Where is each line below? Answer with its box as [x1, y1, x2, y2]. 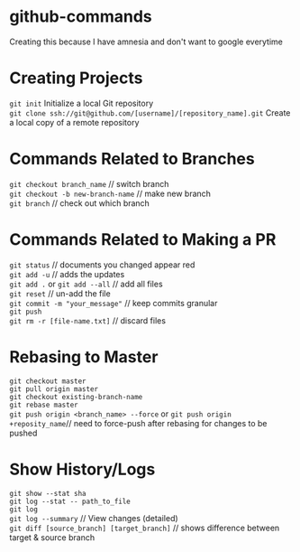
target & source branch [9, 531, 95, 543]
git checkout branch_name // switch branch [9, 178, 169, 189]
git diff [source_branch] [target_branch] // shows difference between [9, 522, 280, 533]
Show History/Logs [9, 459, 156, 480]
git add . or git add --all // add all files [9, 278, 164, 289]
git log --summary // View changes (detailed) [9, 512, 178, 523]
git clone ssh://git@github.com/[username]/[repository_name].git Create [9, 107, 291, 118]
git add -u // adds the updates [9, 268, 125, 279]
